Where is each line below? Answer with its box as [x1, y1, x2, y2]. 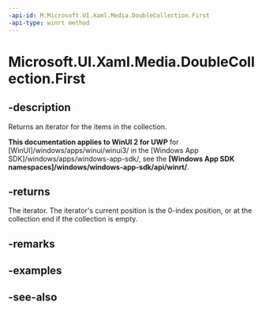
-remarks [8, 237, 55, 251]
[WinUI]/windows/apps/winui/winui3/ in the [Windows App [8, 145, 199, 154]
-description [8, 101, 71, 114]
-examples [8, 264, 62, 277]
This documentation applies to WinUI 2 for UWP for [8, 137, 179, 147]
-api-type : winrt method [8, 19, 90, 27]
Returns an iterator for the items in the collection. [8, 121, 167, 131]
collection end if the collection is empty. [8, 214, 138, 224]
